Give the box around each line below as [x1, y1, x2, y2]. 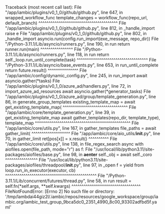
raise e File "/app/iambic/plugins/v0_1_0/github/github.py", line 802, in [5, 31, 147, 36]
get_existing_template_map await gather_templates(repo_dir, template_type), [5, 115, 160, 120]
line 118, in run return [67, 52, 109, 57]
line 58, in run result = [87, 178, 132, 184]
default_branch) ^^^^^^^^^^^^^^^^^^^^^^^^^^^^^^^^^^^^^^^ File [5, 20, 127, 26]
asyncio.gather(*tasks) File [5, 78, 60, 84]
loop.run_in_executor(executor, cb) [5, 167, 76, 173]
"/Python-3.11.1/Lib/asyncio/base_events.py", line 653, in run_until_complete [5, 62, 159, 68]
